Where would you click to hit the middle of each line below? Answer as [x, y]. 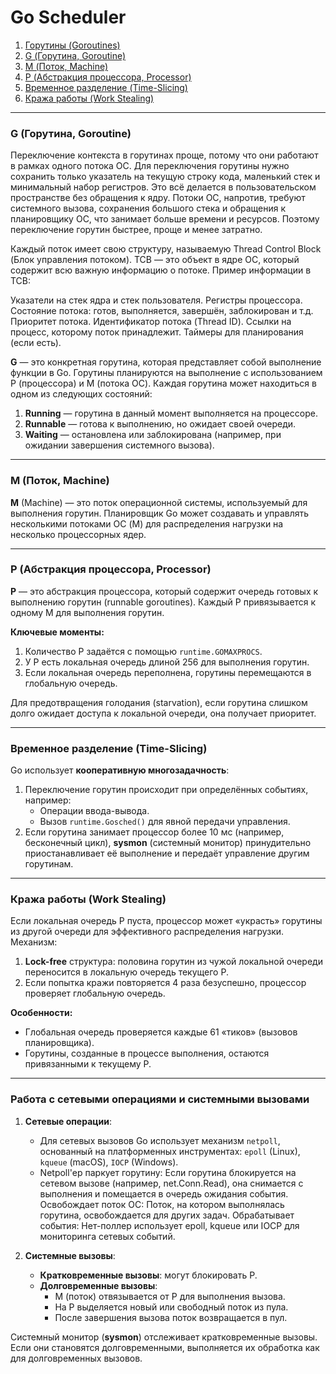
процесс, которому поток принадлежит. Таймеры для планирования [157, 332]
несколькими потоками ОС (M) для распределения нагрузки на [147, 523]
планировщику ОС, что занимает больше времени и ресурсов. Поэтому [165, 219]
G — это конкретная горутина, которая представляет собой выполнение [166, 362]
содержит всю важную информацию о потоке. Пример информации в [161, 270]
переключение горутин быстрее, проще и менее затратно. [136, 230]
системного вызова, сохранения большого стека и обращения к [148, 208]
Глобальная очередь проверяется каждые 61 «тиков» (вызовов [161, 1032]
